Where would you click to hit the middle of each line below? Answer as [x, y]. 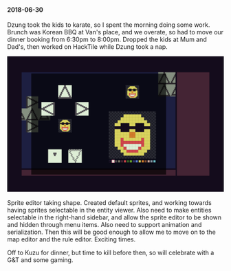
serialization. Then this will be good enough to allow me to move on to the [112, 232]
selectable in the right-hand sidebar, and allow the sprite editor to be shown [114, 217]
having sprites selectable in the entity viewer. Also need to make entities [109, 210]
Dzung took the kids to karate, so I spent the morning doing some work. [109, 25]
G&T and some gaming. [40, 260]
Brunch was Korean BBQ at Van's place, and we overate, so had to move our [115, 32]
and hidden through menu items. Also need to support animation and [104, 225]
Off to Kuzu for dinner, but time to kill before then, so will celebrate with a [111, 253]
